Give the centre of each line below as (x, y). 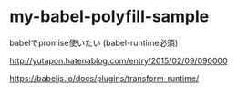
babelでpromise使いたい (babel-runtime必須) (94, 42)
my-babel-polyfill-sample (109, 17)
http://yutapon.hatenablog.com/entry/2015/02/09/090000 (118, 60)
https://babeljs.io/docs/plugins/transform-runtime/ (104, 78)
